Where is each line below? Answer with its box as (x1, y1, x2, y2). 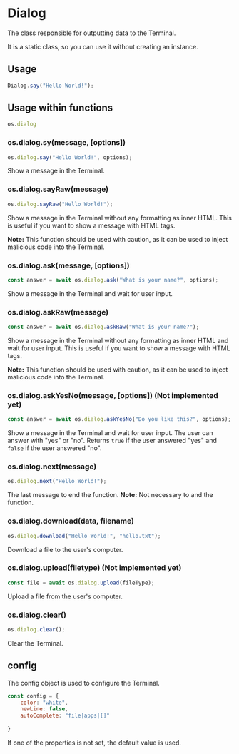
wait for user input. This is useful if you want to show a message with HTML (7, 344, 230, 352)
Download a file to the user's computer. (7, 545, 123, 554)
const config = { (7, 692, 59, 700)
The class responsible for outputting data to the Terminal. (7, 29, 176, 37)
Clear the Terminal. (7, 638, 63, 647)
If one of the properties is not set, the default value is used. (7, 738, 182, 747)
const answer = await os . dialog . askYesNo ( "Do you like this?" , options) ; (7, 416, 232, 423)
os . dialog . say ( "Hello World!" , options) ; (7, 153, 133, 161)
